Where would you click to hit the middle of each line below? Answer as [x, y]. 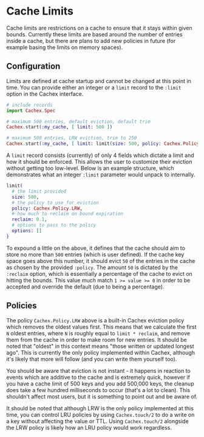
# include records [29, 105]
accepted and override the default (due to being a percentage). [85, 287]
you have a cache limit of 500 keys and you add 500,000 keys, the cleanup [100, 384]
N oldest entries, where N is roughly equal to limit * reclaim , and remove [98, 333]
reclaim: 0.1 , [29, 219]
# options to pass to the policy [54, 225]
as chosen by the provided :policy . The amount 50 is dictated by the [92, 267]
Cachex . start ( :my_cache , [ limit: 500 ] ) [59, 127]
